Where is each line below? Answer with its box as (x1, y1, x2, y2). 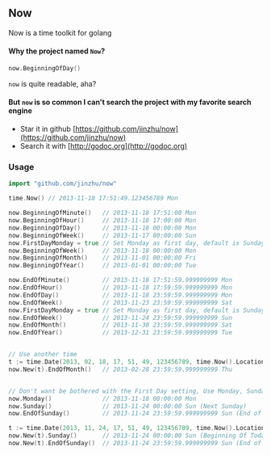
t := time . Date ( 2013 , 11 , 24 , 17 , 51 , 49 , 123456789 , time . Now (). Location (8, 424, 265, 432)
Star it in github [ (19, 124, 76, 134)
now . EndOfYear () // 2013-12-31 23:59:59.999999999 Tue (8, 329, 232, 337)
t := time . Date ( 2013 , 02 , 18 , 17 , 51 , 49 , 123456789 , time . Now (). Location (8, 358, 265, 366)
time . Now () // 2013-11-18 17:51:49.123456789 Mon (8, 194, 179, 203)
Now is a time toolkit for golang (8, 27, 112, 37)
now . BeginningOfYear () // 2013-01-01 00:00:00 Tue (8, 262, 197, 270)
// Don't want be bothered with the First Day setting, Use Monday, (8, 387, 244, 395)
